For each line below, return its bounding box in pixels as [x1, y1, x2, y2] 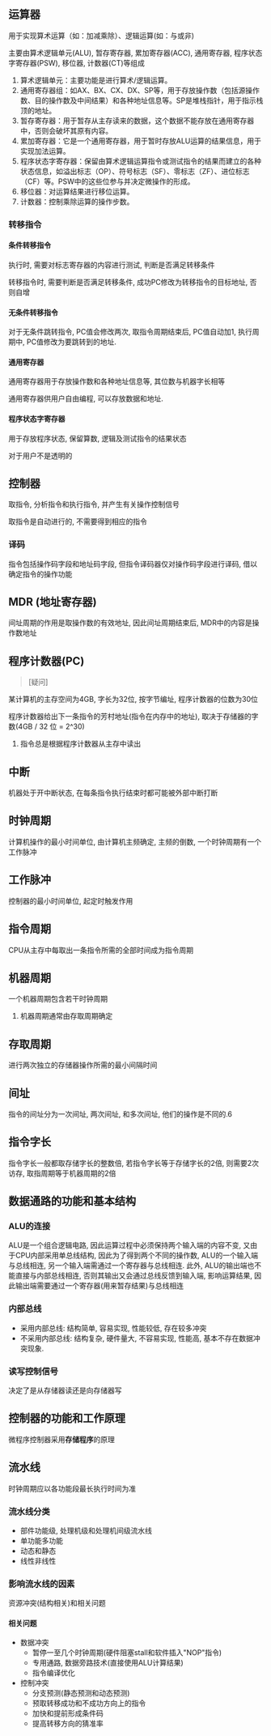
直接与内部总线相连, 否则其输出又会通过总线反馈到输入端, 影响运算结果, [15, 1270, 252, 1281]
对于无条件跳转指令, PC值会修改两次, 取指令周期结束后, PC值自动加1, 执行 [8, 327, 252, 337]
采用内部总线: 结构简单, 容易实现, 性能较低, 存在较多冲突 [19, 1323, 207, 1333]
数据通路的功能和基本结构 [8, 1194, 136, 1208]
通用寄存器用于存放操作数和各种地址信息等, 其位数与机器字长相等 [8, 377, 225, 386]
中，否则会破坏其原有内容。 [19, 126, 113, 135]
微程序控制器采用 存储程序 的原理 [8, 1434, 115, 1444]
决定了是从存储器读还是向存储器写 [8, 1385, 122, 1395]
